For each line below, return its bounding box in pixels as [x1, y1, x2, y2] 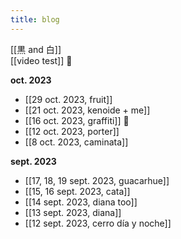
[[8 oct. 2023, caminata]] [24, 136, 129, 148]
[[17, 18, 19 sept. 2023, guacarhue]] [24, 174, 170, 186]
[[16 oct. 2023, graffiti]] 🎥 [24, 114, 130, 126]
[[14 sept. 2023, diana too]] [24, 196, 138, 208]
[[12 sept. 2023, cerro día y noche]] [24, 217, 172, 229]
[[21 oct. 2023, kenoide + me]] [24, 104, 151, 116]
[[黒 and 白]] [10, 43, 62, 55]
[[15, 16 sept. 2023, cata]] [24, 185, 131, 197]
